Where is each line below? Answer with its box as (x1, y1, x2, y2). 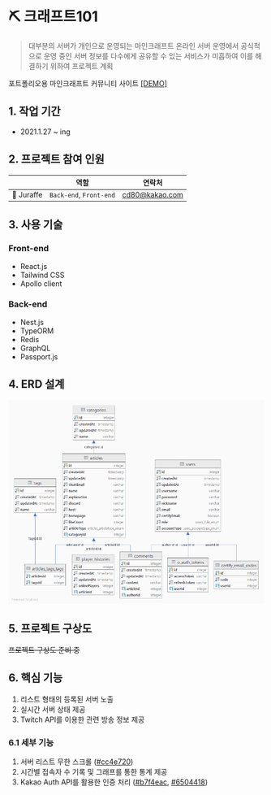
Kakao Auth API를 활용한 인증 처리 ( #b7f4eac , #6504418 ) (19, 777, 209, 787)
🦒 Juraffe (11, 190, 43, 200)
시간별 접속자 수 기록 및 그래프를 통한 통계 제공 (19, 767, 168, 776)
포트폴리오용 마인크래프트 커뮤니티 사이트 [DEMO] (8, 78, 168, 88)
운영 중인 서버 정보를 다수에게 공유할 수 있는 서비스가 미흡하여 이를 (43, 50, 254, 61)
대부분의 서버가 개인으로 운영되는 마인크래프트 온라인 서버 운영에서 (28, 41, 239, 50)
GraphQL (19, 343, 51, 353)
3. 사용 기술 (8, 218, 63, 232)
